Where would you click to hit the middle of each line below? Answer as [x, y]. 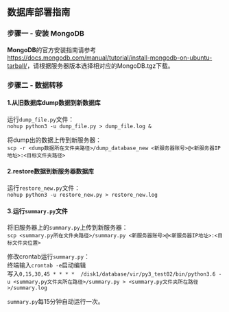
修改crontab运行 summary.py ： [49, 256]
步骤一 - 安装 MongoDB [46, 34]
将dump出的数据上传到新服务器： [54, 140]
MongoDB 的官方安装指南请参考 [52, 49]
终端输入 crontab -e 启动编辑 [47, 265]
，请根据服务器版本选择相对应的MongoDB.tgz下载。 [100, 65]
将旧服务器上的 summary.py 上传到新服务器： [68, 228]
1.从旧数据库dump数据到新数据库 [54, 103]
